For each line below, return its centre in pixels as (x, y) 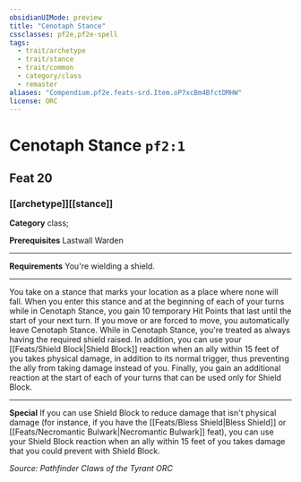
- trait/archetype (52, 51)
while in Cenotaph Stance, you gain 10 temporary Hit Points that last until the (150, 311)
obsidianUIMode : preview (56, 17)
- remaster (38, 84)
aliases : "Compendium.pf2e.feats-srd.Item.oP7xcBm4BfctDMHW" (126, 92)
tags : (19, 43)
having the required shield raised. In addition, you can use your (125, 340)
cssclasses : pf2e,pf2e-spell (64, 34)
